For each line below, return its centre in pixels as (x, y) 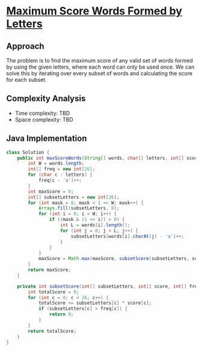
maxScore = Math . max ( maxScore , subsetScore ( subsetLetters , (114, 259)
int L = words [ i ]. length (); (95, 225)
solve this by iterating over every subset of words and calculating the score (99, 73)
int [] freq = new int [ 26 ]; (62, 169)
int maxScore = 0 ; (51, 191)
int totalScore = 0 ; (54, 292)
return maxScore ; (49, 270)
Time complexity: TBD (42, 113)
